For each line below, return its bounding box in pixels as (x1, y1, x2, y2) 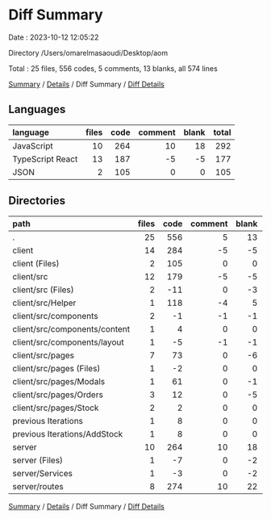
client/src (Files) (12, 284, 74, 295)
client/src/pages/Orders (12, 389, 103, 400)
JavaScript (12, 140, 54, 151)
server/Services (12, 467, 73, 479)
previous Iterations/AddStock (12, 428, 123, 439)
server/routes (12, 480, 64, 492)
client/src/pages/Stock (12, 402, 99, 413)
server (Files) (12, 454, 63, 466)
